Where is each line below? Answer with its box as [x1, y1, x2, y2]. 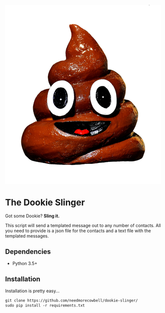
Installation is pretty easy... [5, 288, 60, 294]
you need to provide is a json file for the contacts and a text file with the [5, 228, 151, 234]
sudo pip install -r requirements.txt [5, 303, 85, 308]
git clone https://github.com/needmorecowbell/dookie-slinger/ [5, 298, 138, 303]
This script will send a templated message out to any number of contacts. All [5, 223, 161, 229]
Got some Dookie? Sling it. [5, 213, 60, 219]
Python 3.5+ [12, 261, 38, 267]
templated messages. [5, 233, 49, 239]
